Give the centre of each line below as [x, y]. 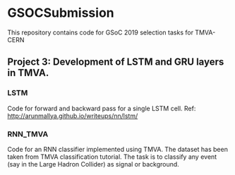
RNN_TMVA [28, 134]
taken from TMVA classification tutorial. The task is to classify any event [112, 157]
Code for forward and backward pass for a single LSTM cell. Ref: [102, 108]
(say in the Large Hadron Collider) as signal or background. [94, 164]
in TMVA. [28, 73]
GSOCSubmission [61, 13]
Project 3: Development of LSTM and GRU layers [116, 62]
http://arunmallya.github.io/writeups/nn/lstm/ [73, 116]
